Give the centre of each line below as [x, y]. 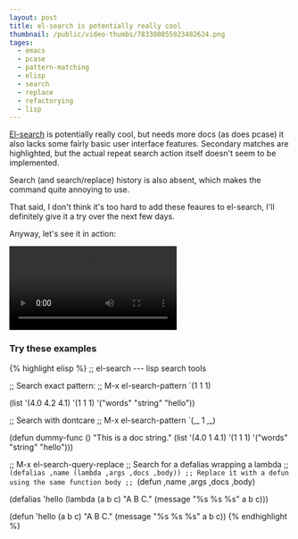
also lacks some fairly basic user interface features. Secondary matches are [149, 144]
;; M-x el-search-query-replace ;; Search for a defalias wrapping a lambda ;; [149, 464]
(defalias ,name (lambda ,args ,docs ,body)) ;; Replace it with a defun [149, 473]
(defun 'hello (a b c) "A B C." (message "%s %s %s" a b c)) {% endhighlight [148, 516]
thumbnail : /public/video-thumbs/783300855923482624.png [117, 34]
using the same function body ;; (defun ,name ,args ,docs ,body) [132, 481]
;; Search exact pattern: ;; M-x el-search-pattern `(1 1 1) [110, 385]
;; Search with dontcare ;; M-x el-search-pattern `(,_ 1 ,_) [112, 420]
